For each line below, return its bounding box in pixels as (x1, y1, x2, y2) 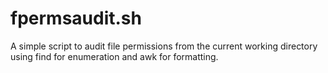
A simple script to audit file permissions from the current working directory (10, 40, 318, 52)
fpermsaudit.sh (10, 7, 142, 30)
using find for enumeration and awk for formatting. (10, 50, 219, 62)
